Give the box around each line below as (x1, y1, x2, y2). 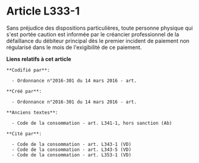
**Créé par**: (6, 88, 42, 95)
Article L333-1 (6, 4, 80, 18)
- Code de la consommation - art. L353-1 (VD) (12, 151, 132, 158)
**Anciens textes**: (6, 109, 59, 116)
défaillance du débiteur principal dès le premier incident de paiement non (6, 37, 190, 44)
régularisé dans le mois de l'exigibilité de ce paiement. (6, 44, 142, 51)
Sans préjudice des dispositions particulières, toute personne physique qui (6, 24, 193, 32)
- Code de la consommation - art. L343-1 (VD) (12, 141, 132, 147)
